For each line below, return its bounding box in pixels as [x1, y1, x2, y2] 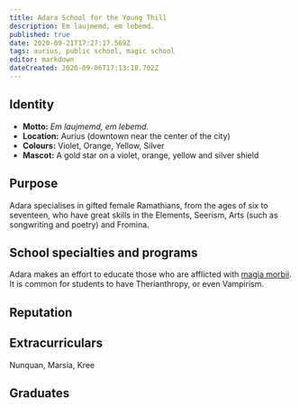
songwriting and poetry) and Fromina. [9, 218, 150, 230]
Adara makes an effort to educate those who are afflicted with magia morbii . [9, 269, 292, 280]
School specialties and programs [9, 245, 198, 260]
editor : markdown [9, 55, 75, 64]
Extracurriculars [9, 336, 104, 351]
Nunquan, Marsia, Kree [9, 359, 95, 370]
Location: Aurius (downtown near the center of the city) [22, 130, 232, 141]
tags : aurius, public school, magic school [9, 47, 176, 56]
